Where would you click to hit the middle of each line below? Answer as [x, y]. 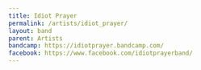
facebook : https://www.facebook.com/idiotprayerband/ [101, 53]
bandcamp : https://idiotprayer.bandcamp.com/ [86, 46]
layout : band [30, 31]
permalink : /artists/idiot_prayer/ [68, 23]
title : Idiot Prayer [43, 16]
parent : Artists [36, 38]
